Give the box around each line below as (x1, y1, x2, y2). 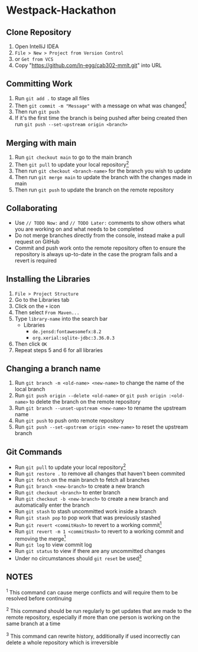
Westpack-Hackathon (6, 4, 116, 17)
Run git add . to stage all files (14, 94, 90, 101)
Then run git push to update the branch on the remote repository (14, 186, 174, 193)
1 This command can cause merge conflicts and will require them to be (6, 587, 178, 596)
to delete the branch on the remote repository (29, 398, 141, 405)
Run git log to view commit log (14, 541, 92, 548)
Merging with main (6, 138, 77, 148)
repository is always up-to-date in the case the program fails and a (14, 250, 178, 258)
